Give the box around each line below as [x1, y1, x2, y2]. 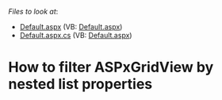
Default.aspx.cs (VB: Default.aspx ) [19, 31, 132, 40]
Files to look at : [8, 7, 59, 16]
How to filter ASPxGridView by [8, 59, 214, 76]
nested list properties [8, 75, 153, 94]
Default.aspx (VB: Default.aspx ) [19, 22, 123, 31]
